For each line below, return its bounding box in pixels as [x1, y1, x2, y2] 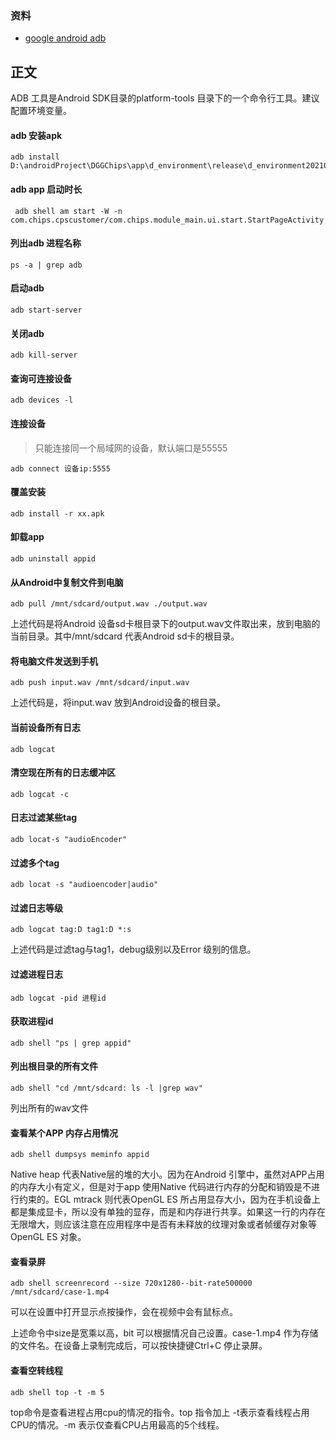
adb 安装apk [10, 129, 63, 141]
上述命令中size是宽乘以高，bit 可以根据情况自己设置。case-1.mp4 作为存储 [10, 1327, 319, 1339]
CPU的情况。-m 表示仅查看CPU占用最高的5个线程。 [10, 1418, 225, 1431]
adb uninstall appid [10, 553, 97, 564]
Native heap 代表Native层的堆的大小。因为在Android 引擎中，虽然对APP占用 [10, 1168, 325, 1181]
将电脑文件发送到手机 [10, 655, 98, 667]
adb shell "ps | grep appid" [10, 1038, 132, 1048]
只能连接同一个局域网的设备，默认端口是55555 [34, 442, 228, 454]
